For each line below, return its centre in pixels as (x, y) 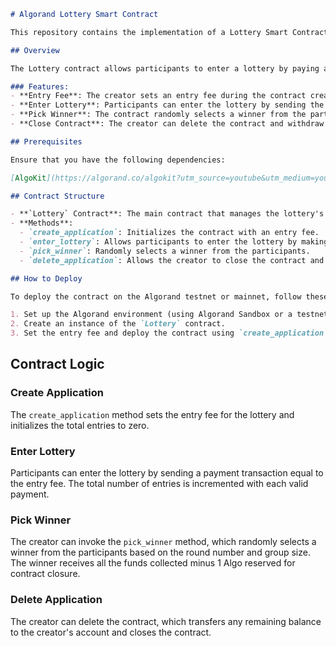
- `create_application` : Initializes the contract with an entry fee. (169, 233)
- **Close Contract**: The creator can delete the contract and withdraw (167, 124)
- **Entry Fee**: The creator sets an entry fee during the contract (158, 96)
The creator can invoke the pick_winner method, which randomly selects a (163, 542)
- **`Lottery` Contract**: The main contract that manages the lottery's (167, 214)
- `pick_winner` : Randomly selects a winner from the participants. (165, 251)
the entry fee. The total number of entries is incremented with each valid (159, 483)
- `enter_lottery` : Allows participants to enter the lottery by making (174, 242)
